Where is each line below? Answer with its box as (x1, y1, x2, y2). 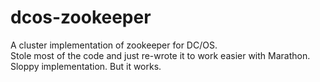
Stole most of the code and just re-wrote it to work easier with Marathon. (10, 49, 311, 61)
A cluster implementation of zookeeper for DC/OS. (10, 39, 218, 51)
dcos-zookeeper (10, 6, 152, 29)
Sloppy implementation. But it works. (10, 60, 162, 72)
